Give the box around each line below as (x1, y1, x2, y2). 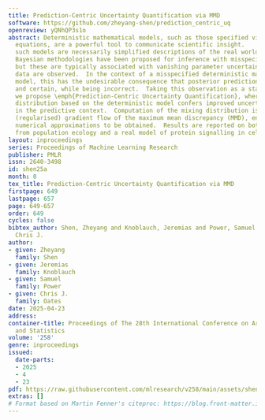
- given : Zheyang (8, 246, 65, 254)
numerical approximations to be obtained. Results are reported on (15, 121, 245, 129)
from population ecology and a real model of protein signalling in (15, 128, 245, 136)
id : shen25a (8, 165, 47, 173)
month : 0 (8, 173, 37, 181)
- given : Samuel (8, 275, 62, 284)
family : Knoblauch (15, 268, 77, 276)
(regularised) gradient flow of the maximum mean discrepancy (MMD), (15, 114, 248, 122)
